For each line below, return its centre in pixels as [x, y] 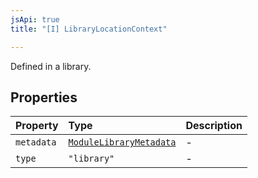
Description [214, 126]
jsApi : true [35, 19]
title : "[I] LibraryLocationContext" [89, 29]
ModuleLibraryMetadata [122, 142]
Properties [44, 97]
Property [37, 126]
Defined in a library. [51, 66]
